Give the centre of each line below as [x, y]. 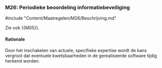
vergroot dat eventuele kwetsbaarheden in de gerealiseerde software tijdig [81, 56]
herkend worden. [22, 61]
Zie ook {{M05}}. [22, 28]
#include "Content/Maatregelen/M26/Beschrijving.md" [61, 18]
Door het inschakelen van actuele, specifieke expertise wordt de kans [76, 50]
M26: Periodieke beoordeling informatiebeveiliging [67, 7]
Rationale [15, 39]
